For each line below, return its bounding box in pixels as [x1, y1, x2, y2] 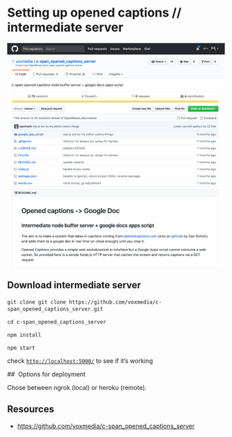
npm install [7, 331, 41, 338]
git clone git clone [7, 299, 67, 306]
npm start [7, 344, 36, 351]
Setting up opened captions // [7, 5, 182, 21]
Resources [7, 403, 55, 416]
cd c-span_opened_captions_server [7, 318, 107, 326]
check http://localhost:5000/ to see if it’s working [7, 356, 153, 364]
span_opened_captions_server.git [7, 306, 104, 313]
